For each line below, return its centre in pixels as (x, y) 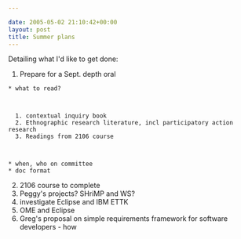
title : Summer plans (42, 37)
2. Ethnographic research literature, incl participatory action (124, 123)
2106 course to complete (60, 186)
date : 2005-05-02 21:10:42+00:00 (63, 22)
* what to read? (35, 89)
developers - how (48, 227)
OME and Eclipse (47, 210)
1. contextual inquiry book (61, 116)
